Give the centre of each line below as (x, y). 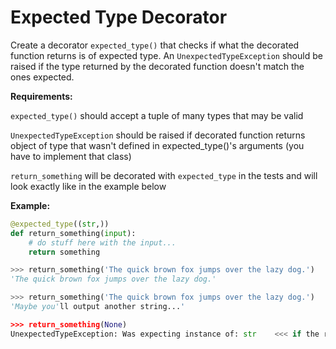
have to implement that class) (71, 156)
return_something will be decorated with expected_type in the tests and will (164, 175)
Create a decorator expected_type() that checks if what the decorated (155, 45)
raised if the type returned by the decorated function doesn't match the (157, 66)
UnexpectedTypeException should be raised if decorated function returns (158, 135)
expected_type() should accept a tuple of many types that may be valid (157, 115)
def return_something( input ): (73, 233)
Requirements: (41, 96)
